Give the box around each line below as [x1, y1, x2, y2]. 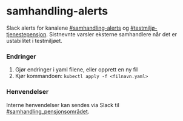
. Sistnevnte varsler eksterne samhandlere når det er [46, 30, 178, 38]
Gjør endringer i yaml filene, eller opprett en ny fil [15, 66, 138, 73]
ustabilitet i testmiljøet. [6, 37, 62, 44]
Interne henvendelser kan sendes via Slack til [6, 101, 119, 108]
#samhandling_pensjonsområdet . [6, 108, 90, 115]
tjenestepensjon [6, 30, 47, 38]
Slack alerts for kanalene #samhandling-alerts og [6, 24, 129, 31]
